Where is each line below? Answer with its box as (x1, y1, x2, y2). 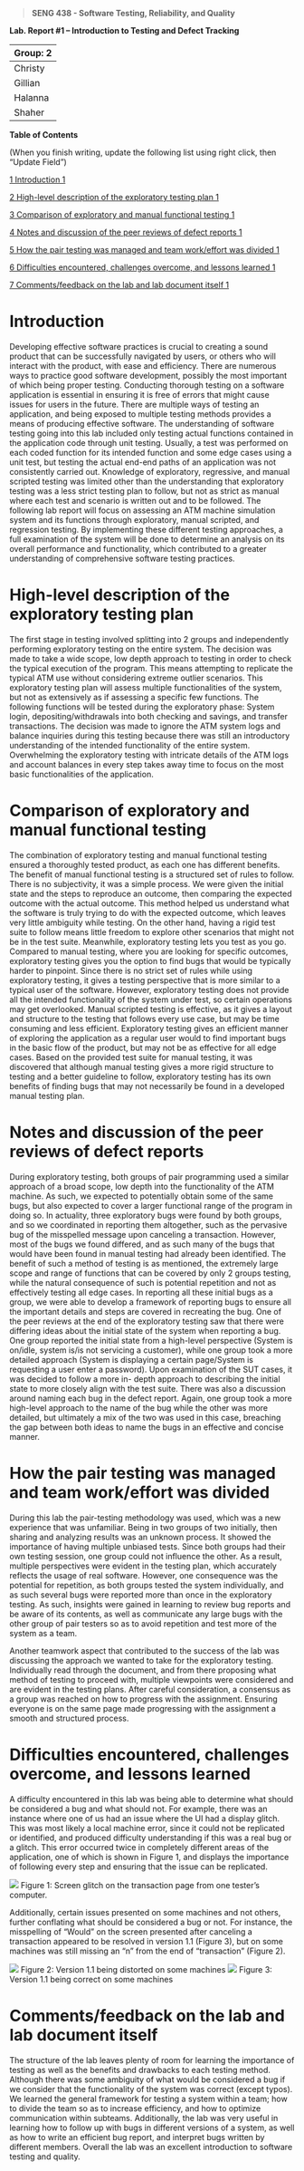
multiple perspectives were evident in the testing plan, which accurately (9, 1560, 278, 1571)
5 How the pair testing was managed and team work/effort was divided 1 (9, 245, 280, 255)
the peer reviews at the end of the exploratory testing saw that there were (9, 1316, 285, 1327)
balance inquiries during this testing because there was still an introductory (9, 729, 290, 741)
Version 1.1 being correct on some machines (9, 1973, 174, 1984)
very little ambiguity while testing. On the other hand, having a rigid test (9, 917, 276, 928)
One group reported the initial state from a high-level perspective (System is (9, 1335, 293, 1346)
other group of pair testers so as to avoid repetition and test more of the (9, 1617, 278, 1629)
